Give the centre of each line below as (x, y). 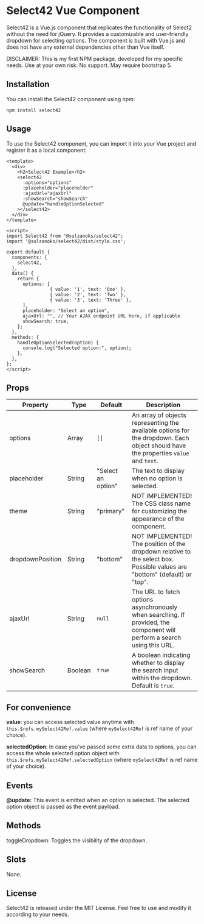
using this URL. (153, 645)
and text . (145, 461)
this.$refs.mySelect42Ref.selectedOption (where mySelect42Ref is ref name (102, 760)
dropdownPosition (36, 560)
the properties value (160, 453)
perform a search (156, 638)
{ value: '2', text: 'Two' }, (88, 294)
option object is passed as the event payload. (63, 806)
